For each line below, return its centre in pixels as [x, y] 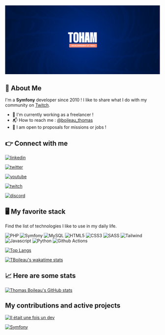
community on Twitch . [27, 105]
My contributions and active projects [63, 306]
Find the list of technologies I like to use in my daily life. [61, 226]
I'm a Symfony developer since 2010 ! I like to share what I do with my [76, 100]
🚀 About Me [23, 88]
